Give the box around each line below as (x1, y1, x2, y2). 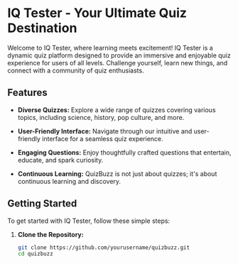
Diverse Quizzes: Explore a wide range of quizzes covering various (17, 105, 216, 114)
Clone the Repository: (17, 230, 84, 238)
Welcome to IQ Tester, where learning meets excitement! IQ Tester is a (7, 43, 213, 52)
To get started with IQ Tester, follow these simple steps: (7, 216, 171, 225)
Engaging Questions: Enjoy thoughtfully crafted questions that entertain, (17, 148, 232, 157)
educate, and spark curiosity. (17, 155, 104, 164)
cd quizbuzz (17, 251, 53, 258)
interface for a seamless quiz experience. (42, 134, 163, 143)
